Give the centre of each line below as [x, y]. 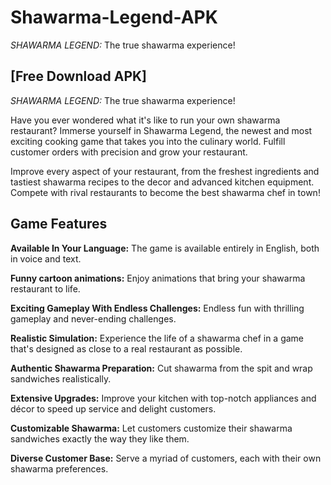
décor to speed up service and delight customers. [113, 408]
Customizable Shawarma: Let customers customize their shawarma [151, 428]
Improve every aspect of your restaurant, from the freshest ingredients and [165, 171]
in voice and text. [46, 258]
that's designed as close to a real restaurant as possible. [126, 348]
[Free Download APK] [79, 76]
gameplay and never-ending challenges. [93, 318]
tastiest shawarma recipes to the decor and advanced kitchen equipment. [162, 182]
